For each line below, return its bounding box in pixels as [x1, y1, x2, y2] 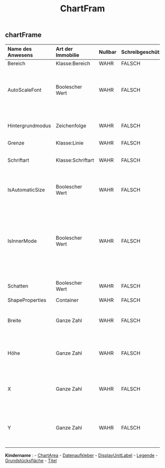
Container [55, 296, 79, 303]
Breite [7, 317, 21, 324]
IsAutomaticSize [7, 186, 45, 193]
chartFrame [5, 31, 42, 39]
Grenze [7, 139, 25, 146]
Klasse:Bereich [55, 60, 90, 67]
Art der [55, 45, 73, 52]
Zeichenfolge [55, 122, 86, 129]
